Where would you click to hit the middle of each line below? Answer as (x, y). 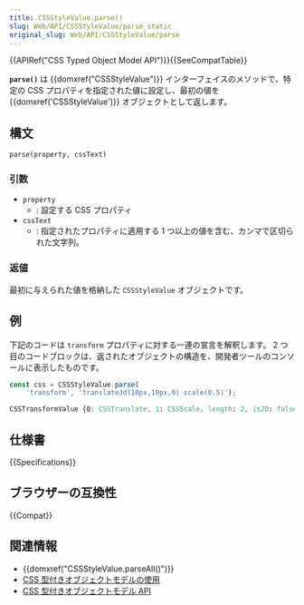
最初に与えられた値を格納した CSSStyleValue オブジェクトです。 (129, 289)
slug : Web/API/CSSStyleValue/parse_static (90, 26)
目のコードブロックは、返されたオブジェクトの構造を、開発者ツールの (140, 356)
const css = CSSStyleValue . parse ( (75, 385)
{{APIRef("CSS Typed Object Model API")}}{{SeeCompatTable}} (128, 61)
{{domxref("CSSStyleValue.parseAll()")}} (98, 569)
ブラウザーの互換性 (63, 493)
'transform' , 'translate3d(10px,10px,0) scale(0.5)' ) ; (131, 393)
